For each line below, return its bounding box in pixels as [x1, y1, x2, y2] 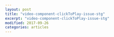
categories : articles [5, 25, 49, 30]
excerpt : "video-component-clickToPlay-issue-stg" [5, 16, 110, 21]
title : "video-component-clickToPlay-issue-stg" [5, 12, 105, 16]
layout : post [5, 7, 32, 12]
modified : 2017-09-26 [5, 20, 49, 25]
